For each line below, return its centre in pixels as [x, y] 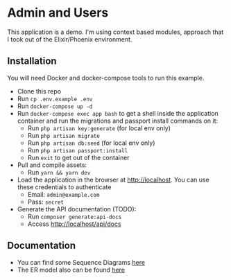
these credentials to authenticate [64, 187]
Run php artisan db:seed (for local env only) [91, 143]
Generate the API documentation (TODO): [77, 209]
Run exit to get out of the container [78, 157]
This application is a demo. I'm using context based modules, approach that [115, 32]
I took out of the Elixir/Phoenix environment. [70, 39]
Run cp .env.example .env [55, 98]
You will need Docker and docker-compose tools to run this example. [106, 78]
